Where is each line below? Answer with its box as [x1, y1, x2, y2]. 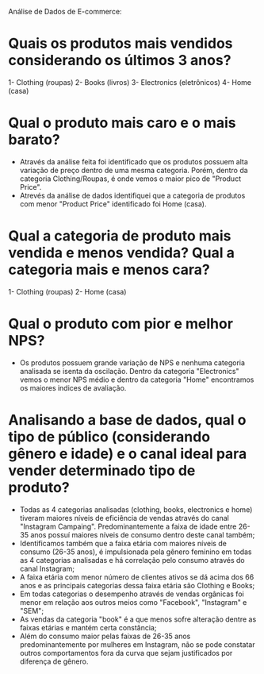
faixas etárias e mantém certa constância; [19, 622, 157, 632]
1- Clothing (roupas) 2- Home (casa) [8, 287, 127, 296]
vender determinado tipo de [8, 461, 196, 480]
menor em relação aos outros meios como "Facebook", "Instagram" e [19, 597, 247, 607]
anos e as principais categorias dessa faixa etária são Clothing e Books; [19, 580, 255, 590]
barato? [8, 131, 61, 149]
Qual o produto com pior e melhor [8, 315, 234, 333]
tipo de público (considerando [8, 428, 211, 445]
